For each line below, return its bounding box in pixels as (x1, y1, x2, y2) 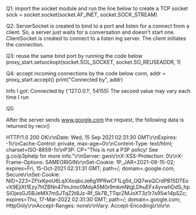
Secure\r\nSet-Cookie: (6, 171, 60, 178)
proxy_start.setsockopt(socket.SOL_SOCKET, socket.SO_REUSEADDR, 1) (6, 58, 181, 65)
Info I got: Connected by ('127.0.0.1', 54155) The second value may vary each (6, 88, 191, 94)
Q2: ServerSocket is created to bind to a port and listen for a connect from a (6, 23, 190, 29)
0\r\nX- (166, 152, 184, 159)
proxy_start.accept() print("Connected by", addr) (6, 76, 123, 83)
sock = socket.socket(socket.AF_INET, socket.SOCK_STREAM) (6, 11, 158, 18)
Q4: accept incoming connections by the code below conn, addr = (6, 70, 166, 77)
